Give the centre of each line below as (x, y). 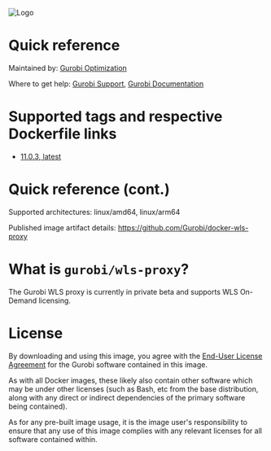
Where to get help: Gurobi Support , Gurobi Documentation (106, 83)
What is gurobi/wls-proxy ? (99, 269)
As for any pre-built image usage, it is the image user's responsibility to (128, 422)
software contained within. (53, 439)
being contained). (38, 406)
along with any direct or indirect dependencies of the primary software (127, 397)
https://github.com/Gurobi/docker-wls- (183, 227)
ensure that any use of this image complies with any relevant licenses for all (135, 431)
